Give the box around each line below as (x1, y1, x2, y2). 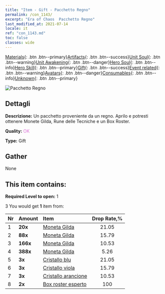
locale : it (5, 26, 28, 31)
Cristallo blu (42, 256, 71, 263)
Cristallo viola (42, 264, 75, 271)
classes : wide (5, 40, 35, 45)
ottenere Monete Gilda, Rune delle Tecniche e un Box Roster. (5, 118, 130, 124)
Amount (18, 215, 38, 222)
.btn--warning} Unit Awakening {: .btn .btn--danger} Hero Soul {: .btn (5, 59, 143, 65)
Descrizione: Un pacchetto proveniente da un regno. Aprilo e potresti (5, 113, 148, 119)
